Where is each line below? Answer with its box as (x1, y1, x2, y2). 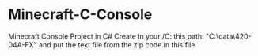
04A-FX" (8, 39, 37, 49)
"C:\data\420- (205, 32, 252, 41)
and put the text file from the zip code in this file (38, 39, 195, 49)
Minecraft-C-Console (8, 6, 153, 24)
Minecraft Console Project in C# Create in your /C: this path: (8, 32, 204, 41)
